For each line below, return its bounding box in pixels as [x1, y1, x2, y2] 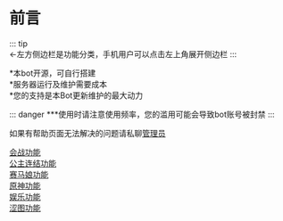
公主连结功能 [9, 158, 56, 168]
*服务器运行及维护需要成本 [9, 78, 108, 89]
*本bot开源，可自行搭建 [9, 68, 96, 78]
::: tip [9, 37, 29, 49]
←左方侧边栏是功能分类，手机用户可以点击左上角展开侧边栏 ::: [9, 48, 237, 59]
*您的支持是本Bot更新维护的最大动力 [9, 90, 144, 101]
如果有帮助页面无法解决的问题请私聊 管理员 [9, 127, 166, 138]
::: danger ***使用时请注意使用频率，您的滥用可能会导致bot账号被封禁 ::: [9, 109, 275, 119]
